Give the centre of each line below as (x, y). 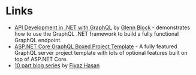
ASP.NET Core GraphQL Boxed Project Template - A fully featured (96, 46)
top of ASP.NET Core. (41, 59)
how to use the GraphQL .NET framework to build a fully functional (97, 33)
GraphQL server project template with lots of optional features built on (101, 52)
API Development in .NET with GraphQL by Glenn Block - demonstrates (102, 27)
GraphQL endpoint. (38, 40)
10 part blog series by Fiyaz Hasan (57, 65)
